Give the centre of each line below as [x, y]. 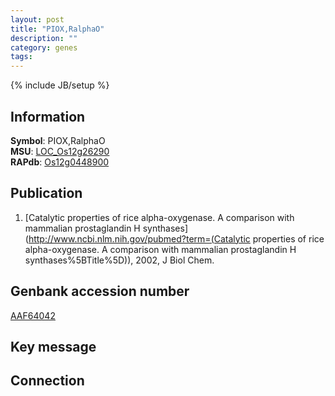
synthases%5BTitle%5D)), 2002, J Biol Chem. [119, 260]
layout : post [37, 19]
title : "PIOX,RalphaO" [57, 29]
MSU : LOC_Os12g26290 [60, 151]
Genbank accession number [100, 291]
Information [48, 116]
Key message [53, 346]
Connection [47, 381]
